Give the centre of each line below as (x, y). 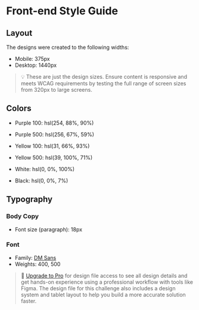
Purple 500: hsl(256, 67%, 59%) (54, 134)
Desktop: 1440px (36, 65)
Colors (19, 108)
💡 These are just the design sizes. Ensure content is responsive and (104, 77)
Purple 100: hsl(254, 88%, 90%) (54, 123)
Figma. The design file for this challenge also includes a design (98, 288)
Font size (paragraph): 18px (48, 229)
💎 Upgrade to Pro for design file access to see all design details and (104, 275)
